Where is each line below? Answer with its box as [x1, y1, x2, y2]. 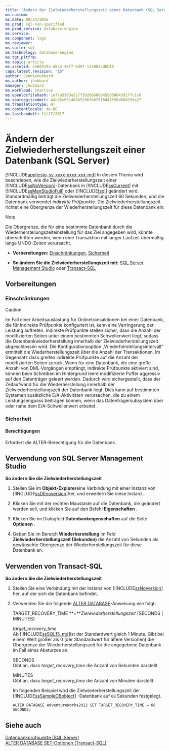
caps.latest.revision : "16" [5, 69, 65, 74]
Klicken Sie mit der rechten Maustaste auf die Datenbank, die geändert [12, 500, 160, 507]
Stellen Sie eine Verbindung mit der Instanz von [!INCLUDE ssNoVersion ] [12, 585, 163, 591]
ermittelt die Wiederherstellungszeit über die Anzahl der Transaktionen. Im [5, 349, 160, 355]
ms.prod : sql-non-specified [5, 21, 65, 27]
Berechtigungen [5, 428, 40, 434]
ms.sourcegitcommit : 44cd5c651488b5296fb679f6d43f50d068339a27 [5, 97, 142, 102]
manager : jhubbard [5, 83, 44, 88]
